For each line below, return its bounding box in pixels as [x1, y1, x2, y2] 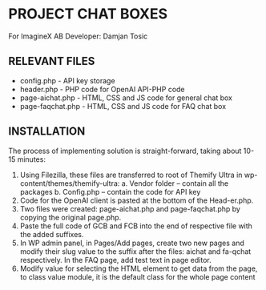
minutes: [17, 154, 46, 164]
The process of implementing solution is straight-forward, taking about [8, 146, 242, 155]
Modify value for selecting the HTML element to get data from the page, [19, 264, 258, 273]
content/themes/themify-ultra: [19, 178, 120, 188]
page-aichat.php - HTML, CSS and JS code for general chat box [19, 93, 232, 103]
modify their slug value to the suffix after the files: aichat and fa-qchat [19, 246, 252, 256]
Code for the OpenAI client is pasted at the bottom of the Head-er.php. [19, 195, 254, 205]
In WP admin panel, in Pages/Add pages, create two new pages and [19, 238, 244, 248]
